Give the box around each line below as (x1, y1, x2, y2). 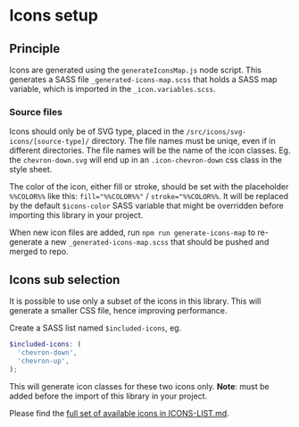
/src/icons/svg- (186, 128, 247, 137)
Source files (9, 105, 62, 118)
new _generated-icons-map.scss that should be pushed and (50, 237, 270, 247)
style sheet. (9, 164, 53, 175)
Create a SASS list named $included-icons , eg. (9, 322, 182, 333)
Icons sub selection (9, 272, 120, 287)
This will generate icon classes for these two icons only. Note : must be (9, 381, 270, 391)
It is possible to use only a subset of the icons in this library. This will (9, 296, 262, 306)
